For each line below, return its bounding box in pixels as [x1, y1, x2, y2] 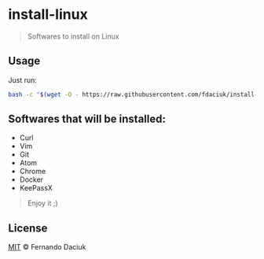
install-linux [8, 6, 88, 24]
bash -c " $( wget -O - [8, 91, 79, 98]
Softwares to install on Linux [27, 31, 119, 41]
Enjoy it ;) [27, 198, 59, 208]
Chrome [19, 167, 46, 176]
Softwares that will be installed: [8, 113, 167, 126]
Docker [19, 175, 44, 184]
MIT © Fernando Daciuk [8, 242, 86, 252]
